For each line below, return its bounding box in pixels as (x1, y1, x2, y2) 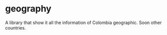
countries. (5, 24, 26, 30)
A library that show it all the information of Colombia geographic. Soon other (5, 19, 162, 25)
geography (5, 3, 51, 14)
